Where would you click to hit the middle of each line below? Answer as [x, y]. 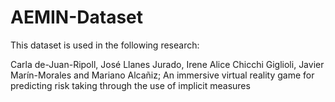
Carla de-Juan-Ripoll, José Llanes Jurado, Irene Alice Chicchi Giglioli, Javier [167, 64]
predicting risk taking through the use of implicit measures [130, 85]
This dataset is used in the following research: [105, 45]
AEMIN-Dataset [77, 17]
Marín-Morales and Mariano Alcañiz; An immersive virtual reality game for [162, 75]
